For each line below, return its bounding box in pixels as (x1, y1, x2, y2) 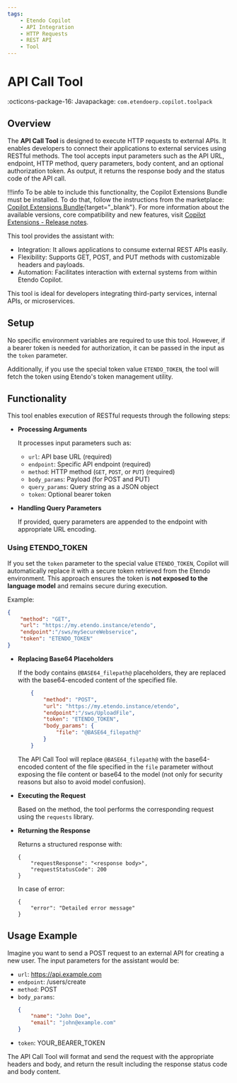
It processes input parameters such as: (17, 439, 132, 447)
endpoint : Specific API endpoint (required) (28, 460, 151, 469)
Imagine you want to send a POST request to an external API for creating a (7, 949, 224, 957)
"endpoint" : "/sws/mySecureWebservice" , (20, 629, 138, 636)
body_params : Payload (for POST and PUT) (28, 475, 151, 483)
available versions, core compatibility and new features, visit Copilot (7, 210, 207, 219)
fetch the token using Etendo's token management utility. (7, 372, 173, 381)
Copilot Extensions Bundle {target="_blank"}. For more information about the (7, 202, 230, 211)
